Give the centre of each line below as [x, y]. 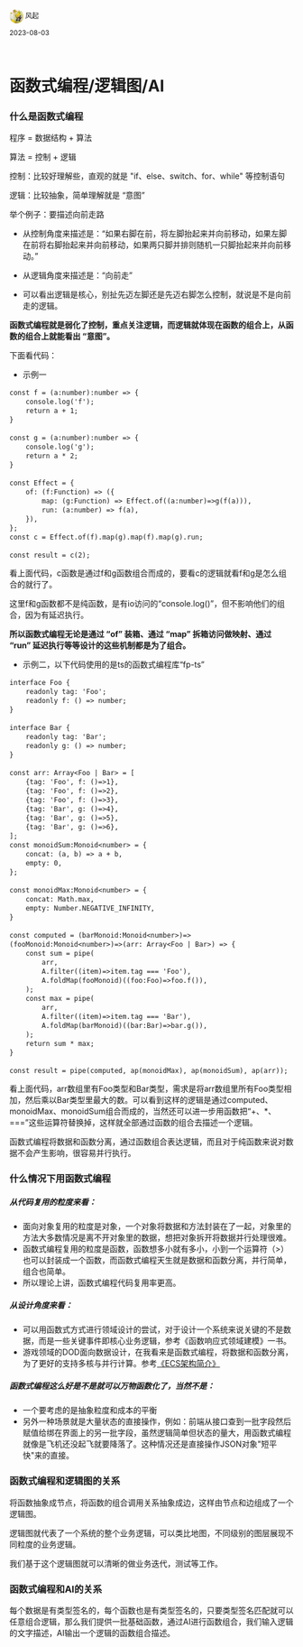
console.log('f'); [60, 402]
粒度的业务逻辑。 [49, 1544]
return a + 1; [52, 411]
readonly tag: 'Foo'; [66, 692]
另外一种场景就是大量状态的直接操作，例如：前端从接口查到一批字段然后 [156, 1421]
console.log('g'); [60, 447]
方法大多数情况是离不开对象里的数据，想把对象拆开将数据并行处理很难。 [156, 1238]
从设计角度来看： [41, 1305]
